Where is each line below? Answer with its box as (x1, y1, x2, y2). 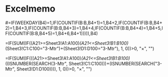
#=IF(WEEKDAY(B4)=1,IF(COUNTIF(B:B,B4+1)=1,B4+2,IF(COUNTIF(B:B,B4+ (5, 20, 162, 26)
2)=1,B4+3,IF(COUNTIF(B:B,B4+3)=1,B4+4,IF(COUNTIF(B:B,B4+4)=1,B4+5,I (5, 25, 163, 31)
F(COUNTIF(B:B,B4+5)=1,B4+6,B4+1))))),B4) (5, 30, 98, 36)
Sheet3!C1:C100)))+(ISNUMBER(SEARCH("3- (69, 60, 162, 66)
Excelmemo (5, 3, 55, 15)
